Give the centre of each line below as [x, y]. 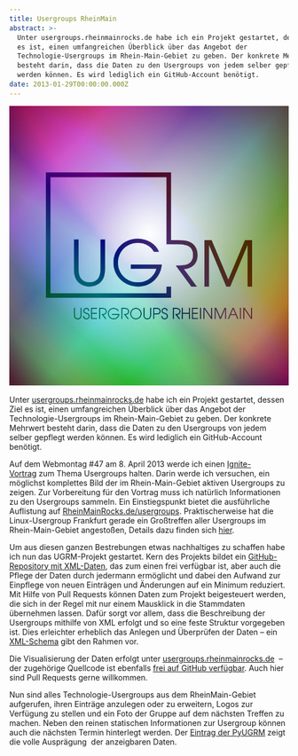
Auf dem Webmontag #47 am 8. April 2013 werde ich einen [117, 464]
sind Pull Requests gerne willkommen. [78, 677]
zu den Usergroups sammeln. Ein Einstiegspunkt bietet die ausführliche [140, 501]
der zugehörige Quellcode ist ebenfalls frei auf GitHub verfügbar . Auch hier [147, 668]
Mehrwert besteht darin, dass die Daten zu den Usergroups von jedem [138, 428]
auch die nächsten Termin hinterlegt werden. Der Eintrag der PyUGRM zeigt [147, 732]
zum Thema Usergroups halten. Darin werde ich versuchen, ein [154, 473]
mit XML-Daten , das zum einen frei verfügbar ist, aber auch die [165, 566]
